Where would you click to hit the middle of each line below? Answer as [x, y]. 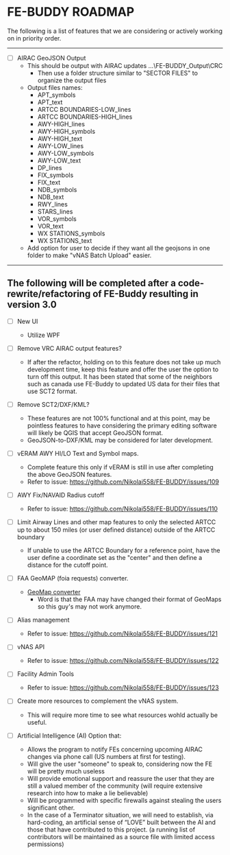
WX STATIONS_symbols [71, 233]
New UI [27, 321]
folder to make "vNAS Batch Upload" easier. [89, 255]
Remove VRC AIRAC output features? [69, 348]
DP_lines [50, 168]
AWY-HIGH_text [60, 139]
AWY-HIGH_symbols [66, 131]
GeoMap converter [54, 592]
